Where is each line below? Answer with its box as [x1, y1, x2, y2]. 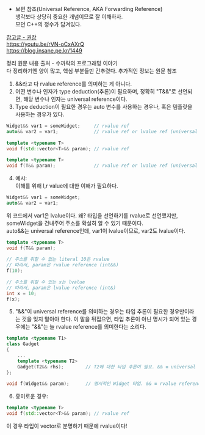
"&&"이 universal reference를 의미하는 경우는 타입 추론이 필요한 [15, 308, 168, 315]
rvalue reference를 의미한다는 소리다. [56, 323, 146, 331]
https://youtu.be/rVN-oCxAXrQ [6, 40, 84, 48]
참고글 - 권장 [6, 34, 37, 41]
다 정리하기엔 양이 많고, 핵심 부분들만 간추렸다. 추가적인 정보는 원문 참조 [6, 67, 177, 75]
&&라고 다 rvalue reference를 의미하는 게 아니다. [15, 80, 132, 87]
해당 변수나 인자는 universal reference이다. [23, 95, 128, 103]
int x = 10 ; [6, 290, 37, 296]
